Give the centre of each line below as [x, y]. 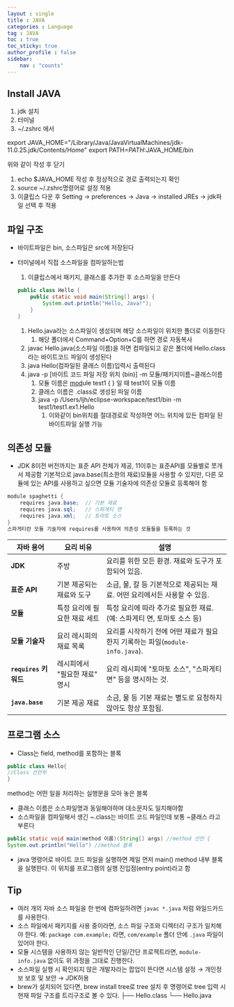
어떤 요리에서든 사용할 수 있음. [163, 594]
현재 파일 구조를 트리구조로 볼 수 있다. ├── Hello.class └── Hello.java [115, 995]
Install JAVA [34, 94]
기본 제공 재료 [78, 702]
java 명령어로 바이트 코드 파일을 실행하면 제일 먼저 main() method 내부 [114, 859]
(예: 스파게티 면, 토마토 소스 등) [154, 618]
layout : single [31, 14]
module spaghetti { [36, 497]
